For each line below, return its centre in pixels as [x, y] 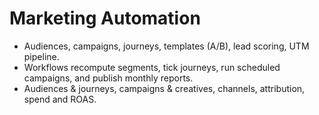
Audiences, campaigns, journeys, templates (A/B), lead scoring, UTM [166, 46]
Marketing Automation [105, 18]
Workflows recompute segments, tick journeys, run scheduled [152, 67]
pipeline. [41, 56]
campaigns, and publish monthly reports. [108, 78]
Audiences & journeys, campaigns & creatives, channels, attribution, [164, 88]
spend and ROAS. [60, 99]
